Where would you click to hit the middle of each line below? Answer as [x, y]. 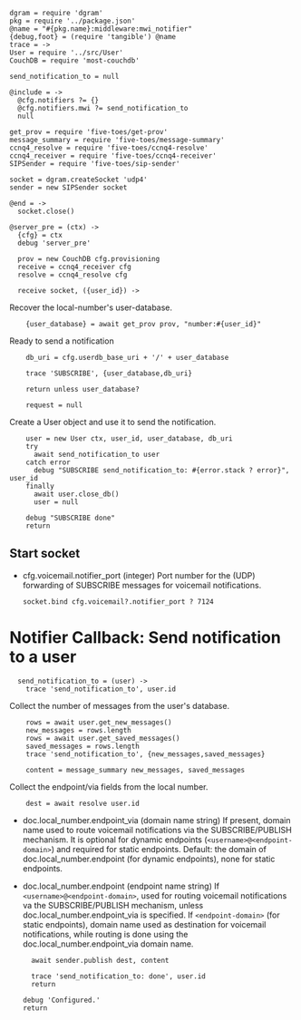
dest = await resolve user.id [83, 803]
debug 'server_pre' [54, 243]
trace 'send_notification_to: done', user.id [118, 976]
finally [40, 486]
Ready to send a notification [62, 341]
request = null [54, 405]
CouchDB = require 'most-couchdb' [75, 61]
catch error [48, 462]
